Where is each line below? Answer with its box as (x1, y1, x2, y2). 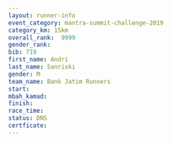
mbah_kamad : (8, 92, 47, 100)
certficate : (8, 121, 47, 129)
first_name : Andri (8, 56, 69, 64)
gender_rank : (8, 41, 51, 49)
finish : (8, 99, 34, 107)
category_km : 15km (8, 26, 69, 34)
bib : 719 (8, 48, 37, 56)
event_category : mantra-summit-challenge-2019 (8, 19, 164, 27)
